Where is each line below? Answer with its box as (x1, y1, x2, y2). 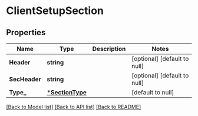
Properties (6, 28, 46, 37)
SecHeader (9, 75, 41, 83)
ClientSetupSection (6, 4, 104, 18)
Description (92, 45, 126, 53)
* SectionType (47, 88, 87, 96)
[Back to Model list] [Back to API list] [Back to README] (6, 104, 141, 110)
